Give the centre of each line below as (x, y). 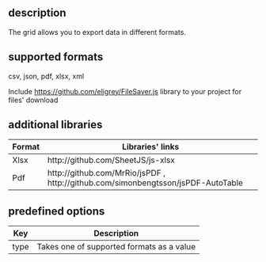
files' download (33, 100)
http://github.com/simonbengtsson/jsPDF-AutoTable (145, 183)
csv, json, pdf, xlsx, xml (46, 76)
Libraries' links (151, 147)
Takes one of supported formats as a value (116, 247)
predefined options (57, 211)
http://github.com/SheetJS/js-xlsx (111, 160)
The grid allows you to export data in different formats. (97, 32)
